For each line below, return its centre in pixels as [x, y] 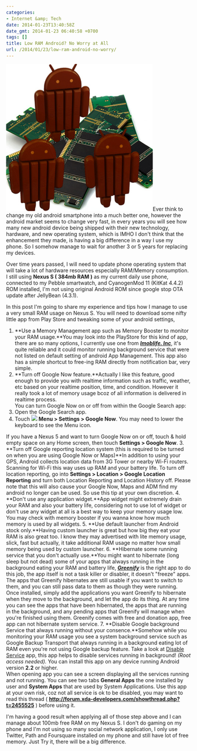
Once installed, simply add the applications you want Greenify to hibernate [96, 593]
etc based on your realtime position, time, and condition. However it [96, 387]
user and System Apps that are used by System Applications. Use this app [96, 686]
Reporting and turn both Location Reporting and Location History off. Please [98, 480]
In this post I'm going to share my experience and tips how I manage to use [97, 306]
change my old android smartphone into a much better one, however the [94, 215]
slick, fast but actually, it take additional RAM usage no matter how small [93, 543]
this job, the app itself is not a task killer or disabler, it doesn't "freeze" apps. [98, 574]
